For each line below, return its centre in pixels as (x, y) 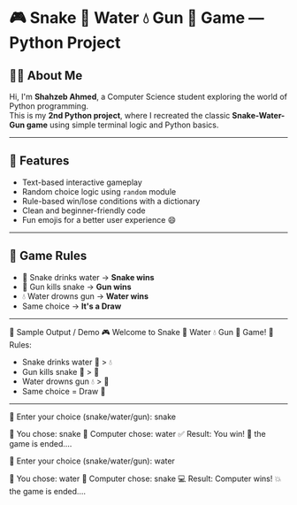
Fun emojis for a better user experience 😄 (99, 219)
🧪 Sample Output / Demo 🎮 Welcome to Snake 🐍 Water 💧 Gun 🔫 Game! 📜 (141, 332)
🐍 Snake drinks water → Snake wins (88, 277)
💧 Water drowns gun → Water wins (85, 296)
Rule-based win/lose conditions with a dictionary (111, 201)
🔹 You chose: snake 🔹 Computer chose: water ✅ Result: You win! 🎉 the (138, 433)
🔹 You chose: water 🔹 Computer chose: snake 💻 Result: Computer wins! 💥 (145, 478)
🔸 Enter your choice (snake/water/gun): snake (93, 417)
